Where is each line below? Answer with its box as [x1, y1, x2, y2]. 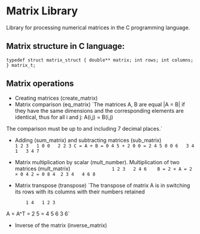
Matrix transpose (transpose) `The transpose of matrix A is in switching [14, 181, 190, 189]
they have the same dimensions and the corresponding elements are [14, 107, 184, 114]
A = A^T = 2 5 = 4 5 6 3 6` [6, 210, 70, 217]
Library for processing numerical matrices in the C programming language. [6, 24, 190, 31]
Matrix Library [6, 4, 78, 18]
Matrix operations [6, 79, 75, 89]
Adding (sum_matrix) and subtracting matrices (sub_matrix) [14, 136, 162, 144]
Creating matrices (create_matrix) [14, 94, 98, 101]
